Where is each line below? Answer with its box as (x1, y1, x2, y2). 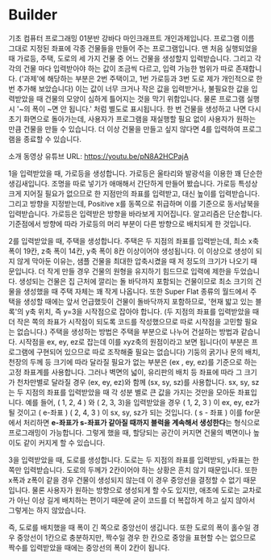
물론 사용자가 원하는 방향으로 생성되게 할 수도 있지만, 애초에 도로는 (31, 485, 240, 495)
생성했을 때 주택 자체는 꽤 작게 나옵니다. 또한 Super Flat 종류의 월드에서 (23, 286, 248, 296)
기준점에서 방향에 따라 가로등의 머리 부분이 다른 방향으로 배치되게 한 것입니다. (8, 219, 252, 228)
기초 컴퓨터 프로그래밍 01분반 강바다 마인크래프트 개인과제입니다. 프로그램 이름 (8, 33, 255, 43)
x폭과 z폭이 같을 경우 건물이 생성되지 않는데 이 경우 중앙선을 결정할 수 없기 (8, 474, 242, 485)
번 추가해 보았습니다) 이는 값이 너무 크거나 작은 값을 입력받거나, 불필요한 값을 (8, 83, 250, 94)
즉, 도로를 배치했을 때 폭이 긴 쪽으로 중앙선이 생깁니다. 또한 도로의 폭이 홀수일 (8, 522, 252, 532)
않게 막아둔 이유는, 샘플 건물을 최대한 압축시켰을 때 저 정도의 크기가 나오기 (16, 256, 249, 265)
